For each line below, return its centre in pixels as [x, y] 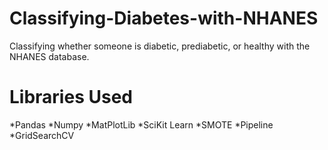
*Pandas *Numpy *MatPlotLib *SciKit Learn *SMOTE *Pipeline [141, 124]
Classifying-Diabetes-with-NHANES [164, 18]
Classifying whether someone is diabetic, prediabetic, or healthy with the [160, 46]
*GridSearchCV [42, 135]
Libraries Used [71, 97]
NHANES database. [49, 56]
